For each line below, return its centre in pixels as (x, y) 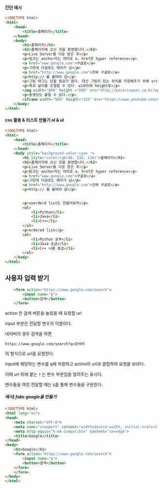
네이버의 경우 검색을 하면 (28, 334)
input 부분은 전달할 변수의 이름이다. (39, 324)
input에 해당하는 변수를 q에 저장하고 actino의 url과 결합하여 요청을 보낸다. (75, 364)
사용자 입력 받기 (27, 278)
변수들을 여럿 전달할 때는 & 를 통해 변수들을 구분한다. (54, 385)
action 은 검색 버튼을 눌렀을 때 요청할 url (43, 313)
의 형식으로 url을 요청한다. (30, 354)
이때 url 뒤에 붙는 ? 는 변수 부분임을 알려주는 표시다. (54, 374)
